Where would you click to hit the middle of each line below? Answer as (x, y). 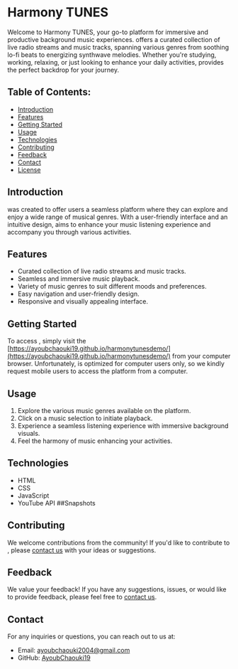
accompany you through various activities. (69, 232)
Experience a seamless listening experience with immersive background (123, 426)
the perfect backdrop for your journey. (63, 70)
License (29, 170)
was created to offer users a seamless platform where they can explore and (118, 209)
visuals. (29, 433)
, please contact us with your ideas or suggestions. (82, 550)
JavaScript (33, 496)
